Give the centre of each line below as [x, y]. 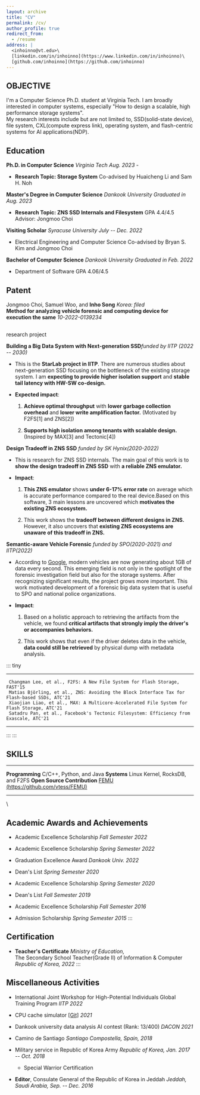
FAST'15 [16, 687]
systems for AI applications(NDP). [48, 132]
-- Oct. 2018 [30, 1056]
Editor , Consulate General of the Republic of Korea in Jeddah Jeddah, [101, 1079]
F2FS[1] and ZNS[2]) [49, 419]
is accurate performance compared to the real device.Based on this [106, 496]
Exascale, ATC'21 [28, 719]
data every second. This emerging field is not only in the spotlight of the [103, 568]
